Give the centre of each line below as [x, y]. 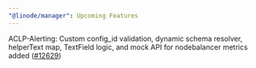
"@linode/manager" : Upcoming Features [73, 16]
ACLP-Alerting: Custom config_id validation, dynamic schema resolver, [126, 38]
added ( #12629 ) [35, 55]
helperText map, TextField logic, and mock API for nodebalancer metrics [128, 47]
